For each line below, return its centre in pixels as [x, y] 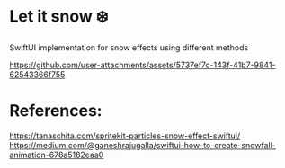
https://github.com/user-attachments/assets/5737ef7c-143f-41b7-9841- [142, 65]
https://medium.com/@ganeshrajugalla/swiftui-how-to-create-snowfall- [142, 145]
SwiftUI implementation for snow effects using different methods [129, 47]
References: [56, 111]
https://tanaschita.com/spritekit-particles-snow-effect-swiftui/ [125, 136]
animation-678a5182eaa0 [57, 155]
